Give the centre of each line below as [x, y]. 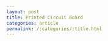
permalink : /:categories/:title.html [54, 29]
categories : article [33, 23]
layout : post [23, 12]
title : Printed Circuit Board [45, 17]
